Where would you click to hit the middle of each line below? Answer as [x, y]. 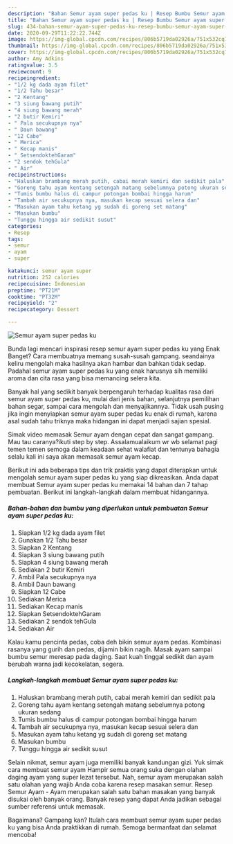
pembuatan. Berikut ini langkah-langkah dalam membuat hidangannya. [109, 492]
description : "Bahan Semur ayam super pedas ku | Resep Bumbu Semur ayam [116, 14]
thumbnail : [24, 46]
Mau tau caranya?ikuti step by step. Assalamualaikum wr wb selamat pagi [113, 442]
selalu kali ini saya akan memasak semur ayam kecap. [85, 457]
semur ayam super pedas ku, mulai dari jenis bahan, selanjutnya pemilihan [114, 399]
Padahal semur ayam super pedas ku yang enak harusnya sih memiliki [108, 371]
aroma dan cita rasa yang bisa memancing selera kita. [85, 378]
